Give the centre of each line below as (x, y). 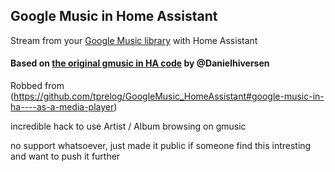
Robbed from (37, 86)
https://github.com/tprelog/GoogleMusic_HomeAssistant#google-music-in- (169, 96)
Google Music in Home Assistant (114, 16)
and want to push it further (65, 156)
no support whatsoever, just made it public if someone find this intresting (161, 146)
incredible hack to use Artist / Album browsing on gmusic (128, 126)
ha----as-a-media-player (62, 107)
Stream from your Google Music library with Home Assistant (134, 40)
